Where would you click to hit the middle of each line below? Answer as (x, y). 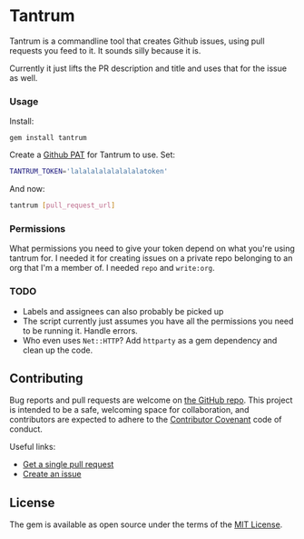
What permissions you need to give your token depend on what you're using (152, 249)
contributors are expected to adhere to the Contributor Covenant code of (146, 420)
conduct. (26, 429)
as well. (24, 77)
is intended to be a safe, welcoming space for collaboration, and (129, 410)
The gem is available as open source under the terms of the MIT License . (146, 524)
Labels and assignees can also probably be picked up (123, 311)
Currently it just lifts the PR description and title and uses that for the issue (148, 68)
